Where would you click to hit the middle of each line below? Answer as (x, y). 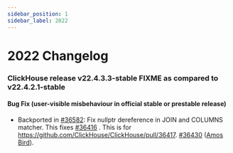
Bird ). (26, 142)
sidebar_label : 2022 (38, 21)
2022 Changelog (58, 56)
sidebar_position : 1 (38, 14)
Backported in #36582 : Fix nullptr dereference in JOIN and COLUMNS (120, 120)
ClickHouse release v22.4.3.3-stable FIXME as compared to (113, 78)
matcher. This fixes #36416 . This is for (75, 127)
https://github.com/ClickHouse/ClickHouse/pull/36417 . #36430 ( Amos (120, 134)
